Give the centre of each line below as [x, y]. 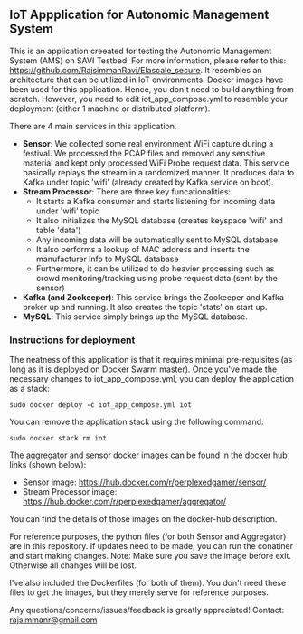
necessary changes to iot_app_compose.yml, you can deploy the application [152, 379]
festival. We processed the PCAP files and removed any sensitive [144, 153]
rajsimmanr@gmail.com [53, 620]
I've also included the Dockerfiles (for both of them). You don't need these [148, 583]
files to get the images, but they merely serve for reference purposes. [139, 592]
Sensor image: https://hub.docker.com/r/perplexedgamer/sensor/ [144, 482]
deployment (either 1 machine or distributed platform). [110, 109]
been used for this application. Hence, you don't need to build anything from [151, 89]
